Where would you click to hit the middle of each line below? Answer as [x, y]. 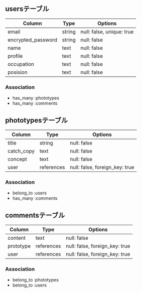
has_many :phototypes [36, 98]
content [17, 238]
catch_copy [21, 151]
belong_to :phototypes [35, 280]
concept [17, 159]
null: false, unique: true [107, 31]
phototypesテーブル [37, 120]
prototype [19, 246]
